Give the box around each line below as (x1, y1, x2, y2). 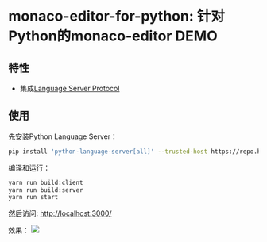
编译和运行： (8, 163, 50, 172)
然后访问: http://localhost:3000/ (8, 209, 113, 218)
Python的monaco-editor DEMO (8, 27, 218, 45)
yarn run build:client (8, 179, 83, 186)
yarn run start (8, 194, 59, 202)
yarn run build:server (8, 186, 83, 194)
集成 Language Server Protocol (19, 84, 120, 93)
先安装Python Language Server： (8, 132, 118, 141)
